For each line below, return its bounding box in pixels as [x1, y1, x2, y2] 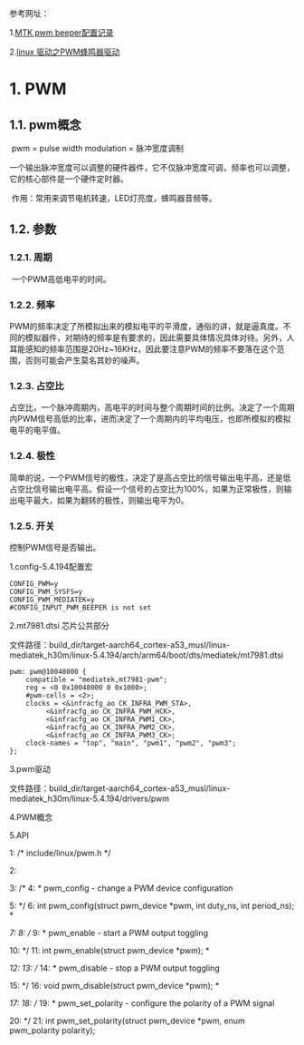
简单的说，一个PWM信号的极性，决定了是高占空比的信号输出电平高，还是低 [9, 472, 291, 483]
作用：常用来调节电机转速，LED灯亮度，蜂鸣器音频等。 [11, 193, 217, 203]
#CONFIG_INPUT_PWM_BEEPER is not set [9, 602, 152, 612]
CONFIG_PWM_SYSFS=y [9, 587, 83, 596]
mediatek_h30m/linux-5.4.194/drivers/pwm [9, 793, 170, 804]
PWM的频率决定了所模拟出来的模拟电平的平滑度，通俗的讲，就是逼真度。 [9, 320, 283, 331]
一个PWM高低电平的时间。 [11, 273, 111, 284]
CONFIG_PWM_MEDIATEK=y [9, 595, 95, 604]
